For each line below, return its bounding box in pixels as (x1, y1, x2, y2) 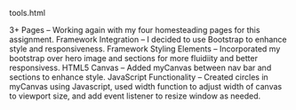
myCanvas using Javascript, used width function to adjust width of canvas (9, 82, 283, 91)
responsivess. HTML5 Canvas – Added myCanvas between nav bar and (9, 62, 272, 73)
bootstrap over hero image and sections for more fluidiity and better (9, 53, 258, 63)
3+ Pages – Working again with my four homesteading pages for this (9, 25, 260, 35)
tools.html (9, 8, 46, 18)
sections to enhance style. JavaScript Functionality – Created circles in (9, 72, 268, 82)
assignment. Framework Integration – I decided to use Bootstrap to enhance (9, 35, 287, 44)
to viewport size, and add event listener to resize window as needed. (9, 90, 260, 101)
